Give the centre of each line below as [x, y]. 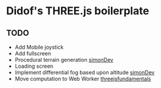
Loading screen [34, 66]
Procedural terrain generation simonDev [64, 60]
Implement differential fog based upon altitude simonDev [85, 72]
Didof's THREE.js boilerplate [78, 11]
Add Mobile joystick [39, 47]
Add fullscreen [33, 54]
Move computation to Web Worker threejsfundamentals [83, 79]
